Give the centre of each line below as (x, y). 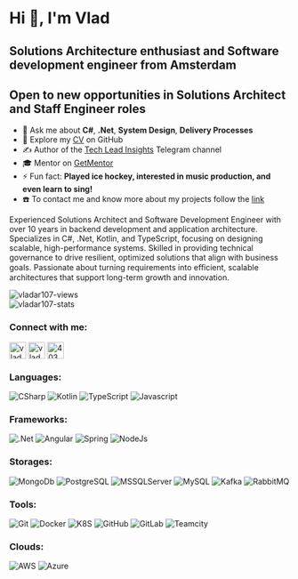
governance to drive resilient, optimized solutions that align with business (144, 258)
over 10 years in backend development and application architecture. (133, 229)
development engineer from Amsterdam (123, 64)
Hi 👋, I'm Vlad (60, 18)
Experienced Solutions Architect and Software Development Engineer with (145, 220)
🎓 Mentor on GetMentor (68, 163)
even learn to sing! (57, 189)
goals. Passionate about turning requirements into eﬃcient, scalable (134, 268)
